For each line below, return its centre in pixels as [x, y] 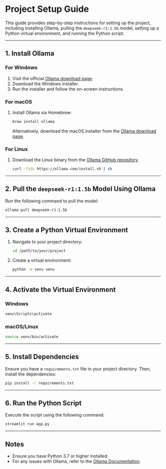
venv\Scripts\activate [28, 314]
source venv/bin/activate [32, 337]
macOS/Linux [22, 327]
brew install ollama [33, 121]
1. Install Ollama [30, 54]
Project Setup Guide [47, 9]
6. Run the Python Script [43, 403]
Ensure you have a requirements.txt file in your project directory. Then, [78, 369]
